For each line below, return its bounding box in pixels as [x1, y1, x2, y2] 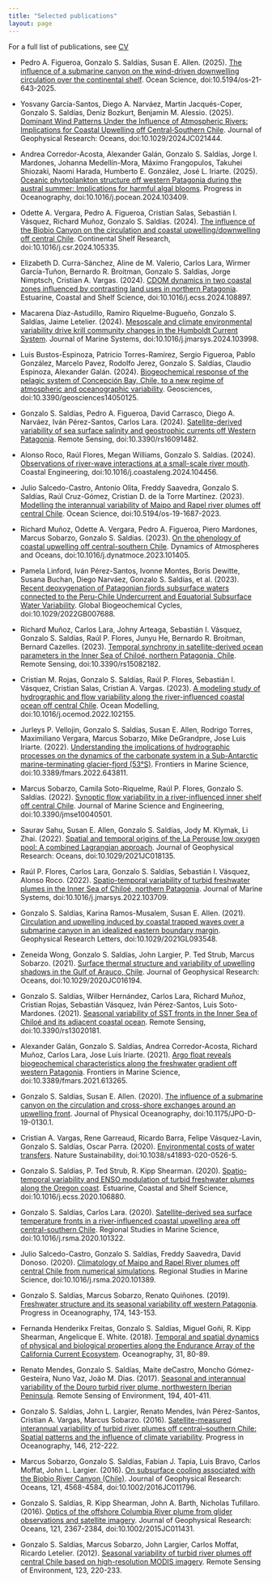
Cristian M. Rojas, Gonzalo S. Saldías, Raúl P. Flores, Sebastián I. [19, 674, 236, 685]
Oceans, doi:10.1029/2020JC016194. [19, 975, 142, 985]
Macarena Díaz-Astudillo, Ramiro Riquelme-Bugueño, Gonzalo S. [19, 308, 236, 318]
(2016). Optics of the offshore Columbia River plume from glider [19, 1506, 233, 1516]
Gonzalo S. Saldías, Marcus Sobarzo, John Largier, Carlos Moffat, [19, 1539, 239, 1549]
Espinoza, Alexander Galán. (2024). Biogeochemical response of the [19, 366, 249, 377]
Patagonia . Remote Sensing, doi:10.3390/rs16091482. [19, 434, 199, 444]
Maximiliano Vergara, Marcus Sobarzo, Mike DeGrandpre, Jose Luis [19, 733, 246, 743]
